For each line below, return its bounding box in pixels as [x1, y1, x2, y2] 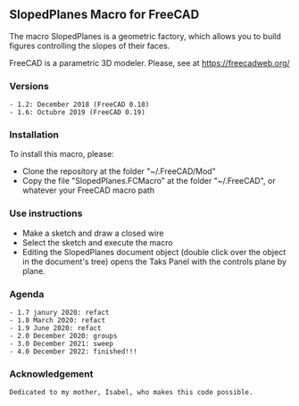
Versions [9, 79, 49, 92]
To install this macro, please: [9, 149, 114, 160]
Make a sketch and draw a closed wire [21, 228, 164, 238]
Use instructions [9, 207, 83, 220]
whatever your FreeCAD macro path [21, 185, 154, 195]
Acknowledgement [9, 368, 94, 380]
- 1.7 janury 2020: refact [9, 308, 110, 317]
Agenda [9, 287, 45, 300]
